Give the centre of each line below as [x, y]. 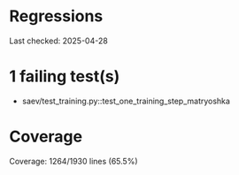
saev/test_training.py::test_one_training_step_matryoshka [126, 101]
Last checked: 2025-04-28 [58, 41]
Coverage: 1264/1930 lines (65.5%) [74, 161]
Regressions [56, 16]
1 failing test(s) [65, 76]
